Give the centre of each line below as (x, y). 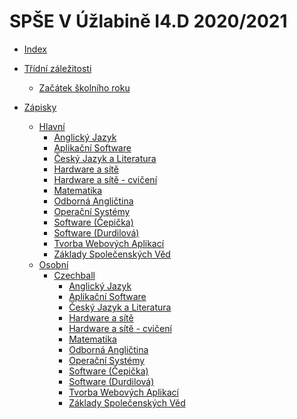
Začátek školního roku (84, 87)
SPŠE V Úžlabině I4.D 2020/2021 (148, 21)
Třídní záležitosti (57, 68)
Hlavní (52, 126)
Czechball (74, 275)
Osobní (53, 264)
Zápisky (40, 107)
